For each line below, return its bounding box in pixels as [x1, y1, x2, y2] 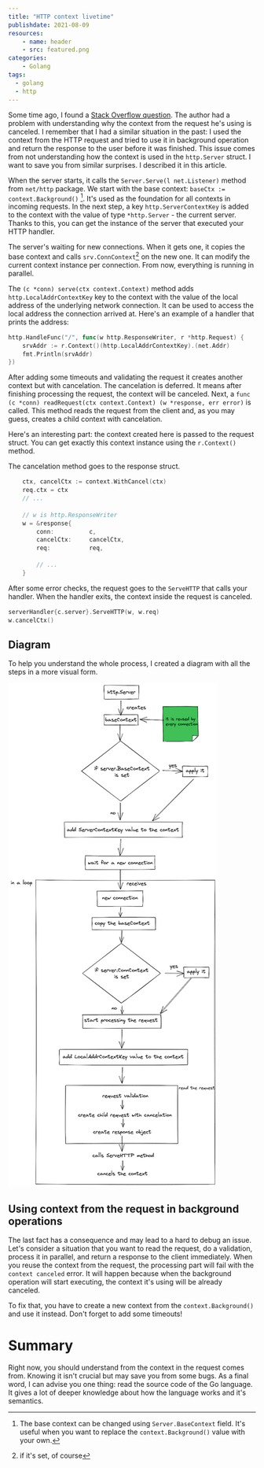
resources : [8, 29, 44, 37]
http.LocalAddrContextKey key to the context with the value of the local [8, 292, 238, 301]
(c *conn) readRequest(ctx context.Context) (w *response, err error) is [8, 398, 251, 407]
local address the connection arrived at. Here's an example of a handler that [8, 309, 255, 318]
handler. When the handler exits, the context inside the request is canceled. [8, 591, 253, 601]
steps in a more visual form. [8, 667, 98, 677]
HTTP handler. [8, 227, 55, 236]
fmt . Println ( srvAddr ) [22, 350, 93, 358]
